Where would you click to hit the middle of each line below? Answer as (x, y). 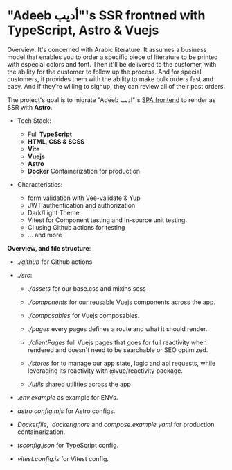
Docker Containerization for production (84, 171)
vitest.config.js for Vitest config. (63, 458)
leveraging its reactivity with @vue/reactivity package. (105, 370)
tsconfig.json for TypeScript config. (68, 445)
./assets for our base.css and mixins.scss (87, 288)
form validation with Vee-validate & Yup (84, 198)
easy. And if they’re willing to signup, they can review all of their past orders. (116, 86)
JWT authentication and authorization (81, 205)
